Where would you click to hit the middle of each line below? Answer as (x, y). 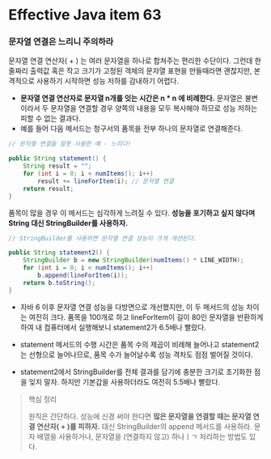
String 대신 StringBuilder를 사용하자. (68, 223)
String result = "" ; (57, 166)
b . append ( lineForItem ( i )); (83, 276)
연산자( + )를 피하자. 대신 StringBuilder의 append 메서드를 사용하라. (144, 426)
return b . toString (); (59, 283)
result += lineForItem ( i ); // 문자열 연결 (106, 181)
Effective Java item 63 (85, 15)
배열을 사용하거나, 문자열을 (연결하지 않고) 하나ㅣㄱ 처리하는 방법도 (142, 436)
